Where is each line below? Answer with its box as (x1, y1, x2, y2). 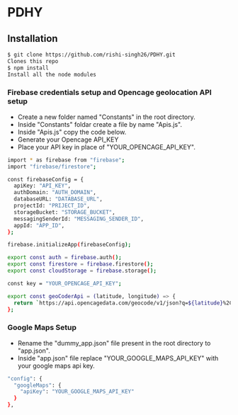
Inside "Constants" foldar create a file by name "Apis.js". (17, 120, 183, 128)
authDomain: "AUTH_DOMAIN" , (13, 189, 97, 196)
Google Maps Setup (7, 323, 76, 333)
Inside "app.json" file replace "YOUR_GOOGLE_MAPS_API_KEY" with (17, 353, 219, 362)
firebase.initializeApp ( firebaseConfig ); (7, 241, 132, 249)
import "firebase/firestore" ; (7, 163, 97, 170)
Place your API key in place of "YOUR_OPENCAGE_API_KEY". (17, 142, 196, 151)
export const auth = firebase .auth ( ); (7, 254, 122, 261)
